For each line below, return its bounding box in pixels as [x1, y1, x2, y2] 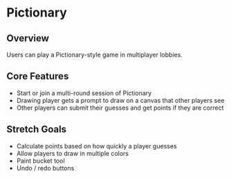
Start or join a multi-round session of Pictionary [16, 88, 152, 97]
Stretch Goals [6, 123, 67, 135]
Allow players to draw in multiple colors [16, 149, 129, 157]
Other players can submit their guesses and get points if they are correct [16, 103, 224, 112]
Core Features [6, 70, 69, 82]
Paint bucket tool [16, 157, 65, 165]
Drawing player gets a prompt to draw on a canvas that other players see [16, 96, 225, 104]
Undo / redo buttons [16, 164, 75, 172]
